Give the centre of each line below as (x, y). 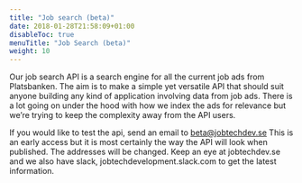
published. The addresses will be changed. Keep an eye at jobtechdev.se (145, 152)
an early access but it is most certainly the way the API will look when (139, 142)
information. (32, 171)
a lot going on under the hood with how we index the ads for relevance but (148, 105)
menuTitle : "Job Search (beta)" (70, 43)
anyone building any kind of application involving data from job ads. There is (151, 96)
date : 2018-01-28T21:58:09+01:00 (72, 26)
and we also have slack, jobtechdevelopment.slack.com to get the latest (143, 161)
